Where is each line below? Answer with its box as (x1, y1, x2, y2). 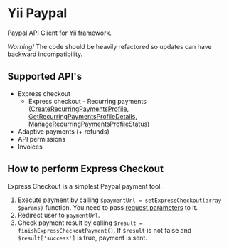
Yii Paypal (7, 5, 68, 21)
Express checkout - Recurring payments (28, 97, 147, 105)
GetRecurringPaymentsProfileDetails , (28, 112, 137, 120)
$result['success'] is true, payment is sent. (17, 233, 148, 242)
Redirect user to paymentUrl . (17, 211, 100, 219)
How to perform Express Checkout (7, 163, 164, 175)
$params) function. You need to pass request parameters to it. (17, 203, 198, 211)
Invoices (17, 142, 43, 151)
